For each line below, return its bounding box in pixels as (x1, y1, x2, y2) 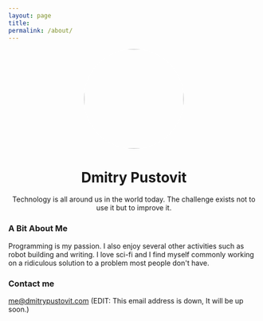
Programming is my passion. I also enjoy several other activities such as (8, 241, 245, 251)
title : (8, 19, 30, 27)
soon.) (8, 304, 29, 314)
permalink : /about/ (8, 26, 73, 34)
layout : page (8, 11, 52, 20)
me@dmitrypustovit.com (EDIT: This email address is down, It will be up (8, 296, 244, 305)
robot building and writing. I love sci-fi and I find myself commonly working (8, 249, 255, 259)
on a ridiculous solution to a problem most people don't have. (8, 258, 210, 268)
